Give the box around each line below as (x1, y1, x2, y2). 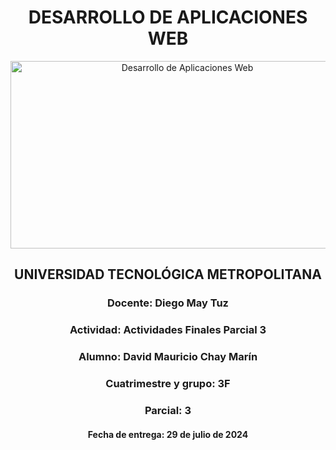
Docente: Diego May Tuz (106, 296, 229, 310)
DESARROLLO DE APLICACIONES (28, 6, 308, 29)
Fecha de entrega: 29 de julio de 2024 (87, 428, 249, 440)
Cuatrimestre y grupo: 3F (105, 377, 231, 391)
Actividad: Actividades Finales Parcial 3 (69, 323, 267, 337)
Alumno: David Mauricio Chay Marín (78, 350, 258, 364)
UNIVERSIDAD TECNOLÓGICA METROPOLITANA (14, 266, 322, 283)
